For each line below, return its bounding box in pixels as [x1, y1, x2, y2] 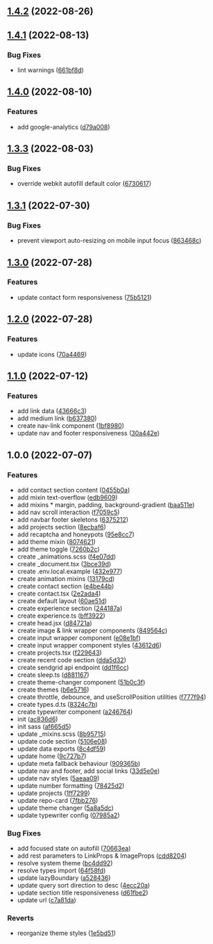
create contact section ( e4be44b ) [17, 582, 114, 590]
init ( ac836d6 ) [17, 714, 58, 723]
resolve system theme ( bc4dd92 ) [17, 859, 113, 867]
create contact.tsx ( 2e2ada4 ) [17, 589, 101, 598]
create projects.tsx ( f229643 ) [17, 648, 102, 657]
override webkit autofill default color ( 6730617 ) [17, 179, 152, 188]
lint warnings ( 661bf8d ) [17, 66, 85, 74]
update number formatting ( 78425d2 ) [17, 781, 125, 790]
